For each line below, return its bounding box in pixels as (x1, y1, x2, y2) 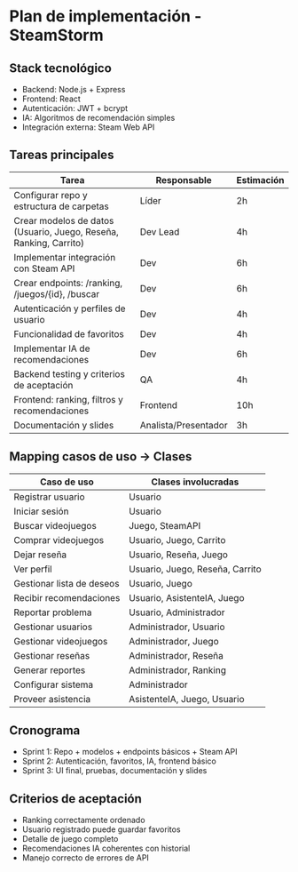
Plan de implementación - (9, 6, 202, 27)
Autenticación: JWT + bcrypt (21, 103, 129, 113)
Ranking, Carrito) (13, 236, 85, 249)
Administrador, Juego (128, 635, 219, 647)
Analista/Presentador (139, 419, 228, 431)
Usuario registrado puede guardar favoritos (21, 824, 181, 835)
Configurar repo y (13, 188, 88, 201)
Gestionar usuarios (13, 620, 93, 633)
